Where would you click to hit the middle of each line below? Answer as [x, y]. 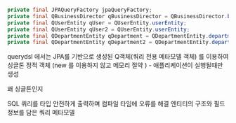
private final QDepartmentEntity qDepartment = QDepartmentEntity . [108, 36]
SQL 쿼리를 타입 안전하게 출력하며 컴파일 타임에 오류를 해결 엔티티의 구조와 [110, 104]
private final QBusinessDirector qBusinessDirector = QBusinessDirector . [118, 16]
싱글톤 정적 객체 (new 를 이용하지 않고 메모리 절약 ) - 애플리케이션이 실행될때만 [115, 65]
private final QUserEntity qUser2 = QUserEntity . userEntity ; [99, 29]
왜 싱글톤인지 [25, 89]
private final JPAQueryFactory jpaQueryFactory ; [80, 10]
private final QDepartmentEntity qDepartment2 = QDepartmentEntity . [110, 43]
